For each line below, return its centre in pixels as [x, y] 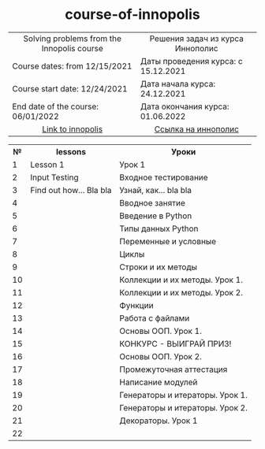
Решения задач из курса [197, 39]
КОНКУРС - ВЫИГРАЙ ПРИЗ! [175, 343]
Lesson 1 [47, 165]
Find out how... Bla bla [71, 190]
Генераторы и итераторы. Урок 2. [184, 407]
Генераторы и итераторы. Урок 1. [184, 395]
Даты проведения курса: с [191, 61]
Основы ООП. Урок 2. [161, 356]
